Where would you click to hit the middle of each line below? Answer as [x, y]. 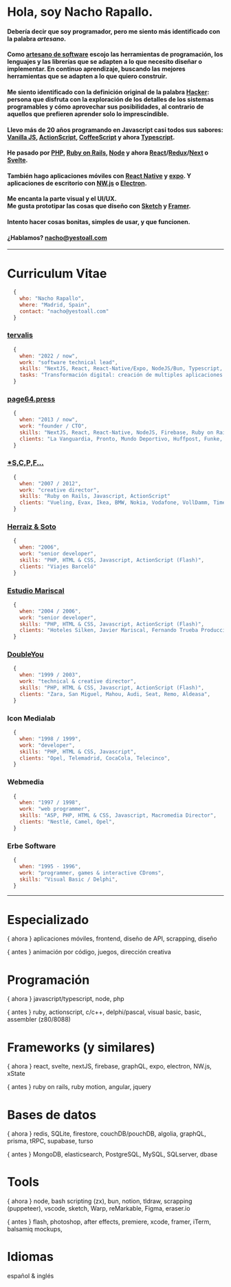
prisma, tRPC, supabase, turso [50, 1141]
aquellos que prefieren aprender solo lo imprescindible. [88, 113]
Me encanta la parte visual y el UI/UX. [62, 199]
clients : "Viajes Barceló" [58, 566]
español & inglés [31, 1276]
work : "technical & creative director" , [78, 681]
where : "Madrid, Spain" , [55, 305]
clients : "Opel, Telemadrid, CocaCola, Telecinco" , [95, 758]
